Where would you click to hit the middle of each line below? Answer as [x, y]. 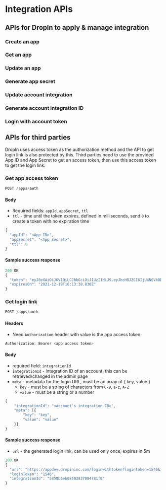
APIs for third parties [38, 138]
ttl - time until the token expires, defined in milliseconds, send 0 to [81, 216]
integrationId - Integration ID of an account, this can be [70, 371]
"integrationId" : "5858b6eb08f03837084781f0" [57, 479]
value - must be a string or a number [57, 392]
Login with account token [36, 122]
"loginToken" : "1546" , [33, 474]
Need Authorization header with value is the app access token [76, 334]
